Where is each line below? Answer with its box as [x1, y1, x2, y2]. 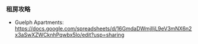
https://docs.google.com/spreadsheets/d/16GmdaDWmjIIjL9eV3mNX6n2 [14, 25, 192, 32]
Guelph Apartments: [14, 19, 64, 26]
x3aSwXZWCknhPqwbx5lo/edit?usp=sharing [14, 31, 125, 39]
